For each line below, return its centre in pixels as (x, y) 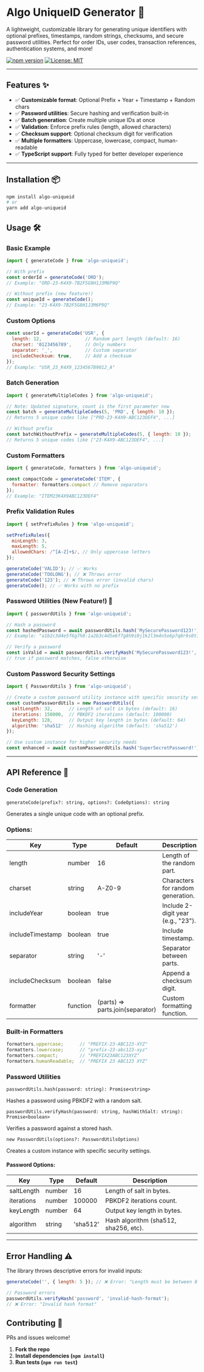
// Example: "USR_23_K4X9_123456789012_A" (61, 367)
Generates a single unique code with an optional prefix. (75, 814)
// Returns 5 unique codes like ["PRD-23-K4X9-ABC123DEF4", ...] (90, 418)
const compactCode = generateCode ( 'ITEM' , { (63, 479)
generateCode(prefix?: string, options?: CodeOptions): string (88, 802)
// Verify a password (34, 647)
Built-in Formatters (35, 1031)
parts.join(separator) (127, 1010)
